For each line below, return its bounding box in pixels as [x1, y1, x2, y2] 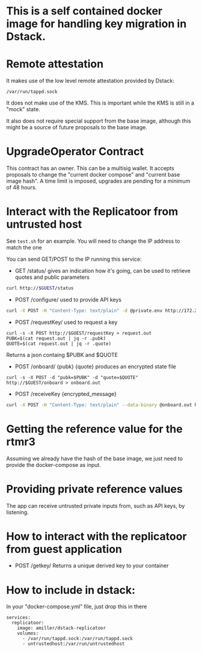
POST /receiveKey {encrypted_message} [14, 390, 117, 397]
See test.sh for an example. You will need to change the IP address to [6, 237, 180, 245]
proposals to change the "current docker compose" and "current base [6, 171, 180, 178]
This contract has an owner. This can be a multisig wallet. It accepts [6, 165, 174, 172]
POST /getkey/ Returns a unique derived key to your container [14, 562, 170, 569]
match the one [6, 244, 42, 251]
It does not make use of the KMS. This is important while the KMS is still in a [6, 99, 194, 106]
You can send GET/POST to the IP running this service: [6, 255, 142, 263]
